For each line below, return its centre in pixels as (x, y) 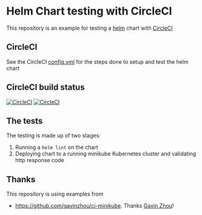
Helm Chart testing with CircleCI (89, 11)
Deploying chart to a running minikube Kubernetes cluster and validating (106, 154)
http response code (40, 160)
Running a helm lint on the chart (56, 148)
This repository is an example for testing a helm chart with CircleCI (89, 28)
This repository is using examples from (55, 194)
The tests (25, 121)
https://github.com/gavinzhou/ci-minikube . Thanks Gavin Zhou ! (94, 206)
